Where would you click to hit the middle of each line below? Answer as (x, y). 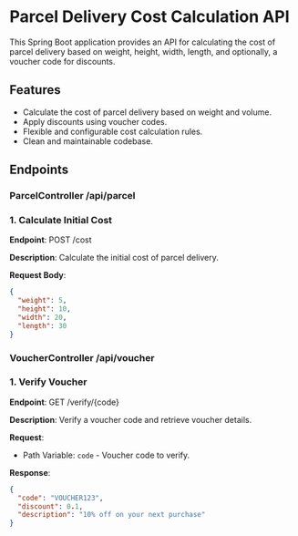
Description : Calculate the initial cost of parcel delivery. (114, 258)
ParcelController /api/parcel (72, 196)
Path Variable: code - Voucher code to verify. (106, 455)
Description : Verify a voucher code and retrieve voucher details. (131, 419)
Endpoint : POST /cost (51, 240)
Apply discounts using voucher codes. (95, 121)
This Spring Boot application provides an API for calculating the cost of (143, 42)
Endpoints (39, 170)
